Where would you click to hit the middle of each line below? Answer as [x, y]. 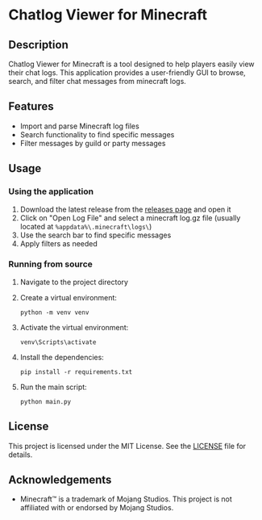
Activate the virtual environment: [74, 327]
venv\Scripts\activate [58, 342]
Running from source [50, 264]
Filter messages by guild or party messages [93, 143]
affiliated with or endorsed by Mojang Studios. [97, 508]
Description [38, 45]
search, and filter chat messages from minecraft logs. [98, 81]
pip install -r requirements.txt [76, 372]
